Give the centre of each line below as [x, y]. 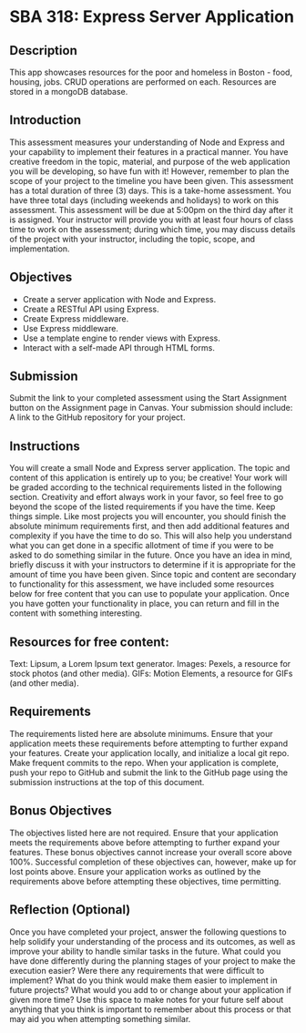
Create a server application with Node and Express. [119, 299]
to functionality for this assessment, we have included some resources [142, 584]
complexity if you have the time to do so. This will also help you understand [151, 536]
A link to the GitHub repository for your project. [97, 417]
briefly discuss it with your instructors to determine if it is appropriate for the [153, 565]
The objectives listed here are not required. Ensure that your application [144, 833]
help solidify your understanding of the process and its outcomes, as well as [153, 941]
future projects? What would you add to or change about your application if [150, 989]
